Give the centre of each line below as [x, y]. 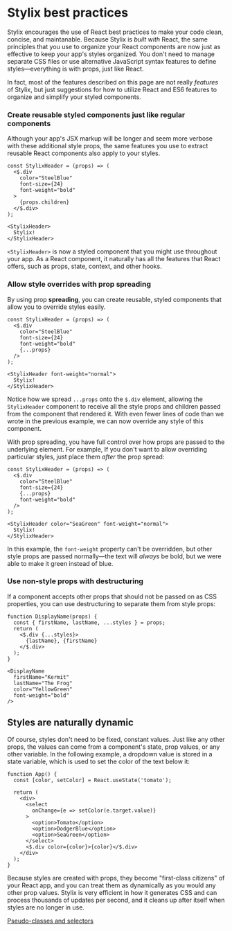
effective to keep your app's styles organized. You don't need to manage [111, 54]
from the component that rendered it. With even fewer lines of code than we [116, 414]
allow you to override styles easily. [56, 307]
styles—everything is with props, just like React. [75, 69]
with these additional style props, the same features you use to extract [108, 146]
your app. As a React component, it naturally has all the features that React [114, 259]
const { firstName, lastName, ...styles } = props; [90, 622]
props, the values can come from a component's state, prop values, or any [114, 747]
